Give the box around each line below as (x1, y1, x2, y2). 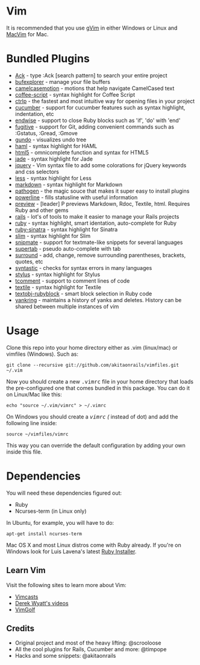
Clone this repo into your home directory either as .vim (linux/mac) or (6, 344, 178, 351)
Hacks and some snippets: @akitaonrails (14, 652, 116, 660)
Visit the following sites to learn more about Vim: (6, 581, 127, 588)
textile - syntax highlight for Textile (14, 283, 101, 291)
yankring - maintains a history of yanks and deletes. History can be (14, 296, 182, 303)
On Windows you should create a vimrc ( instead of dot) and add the (6, 413, 178, 420)
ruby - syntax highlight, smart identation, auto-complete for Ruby (14, 219, 177, 226)
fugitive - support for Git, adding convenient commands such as (14, 123, 175, 130)
